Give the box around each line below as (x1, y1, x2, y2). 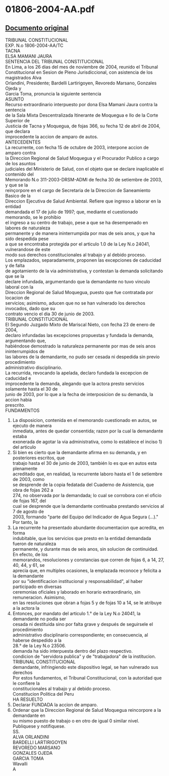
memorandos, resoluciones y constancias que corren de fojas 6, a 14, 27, (12, 557, 164, 563)
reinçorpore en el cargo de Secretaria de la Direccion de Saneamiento (5, 187, 151, 193)
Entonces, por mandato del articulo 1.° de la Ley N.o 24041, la (12, 610, 141, 616)
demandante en (12, 712, 45, 718)
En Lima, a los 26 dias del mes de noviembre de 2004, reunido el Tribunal (5, 64, 158, 70)
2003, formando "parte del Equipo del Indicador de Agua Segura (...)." (12, 514, 159, 520)
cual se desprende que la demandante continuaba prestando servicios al (12, 503, 164, 509)
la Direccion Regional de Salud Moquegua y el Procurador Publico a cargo (5, 155, 159, 161)
